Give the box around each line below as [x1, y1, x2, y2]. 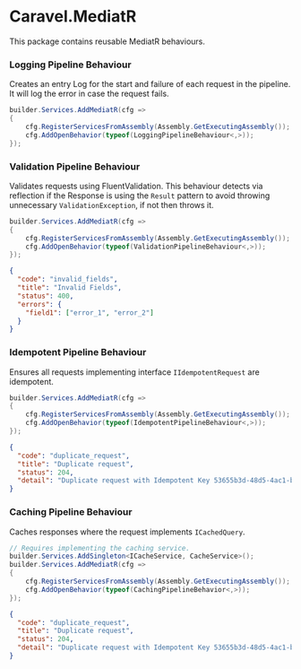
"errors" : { [17, 300, 63, 308]
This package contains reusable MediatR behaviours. [9, 36, 206, 47]
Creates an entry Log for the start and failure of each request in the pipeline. [9, 79, 291, 90]
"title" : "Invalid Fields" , [17, 283, 123, 292]
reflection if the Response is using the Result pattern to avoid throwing [9, 190, 271, 201]
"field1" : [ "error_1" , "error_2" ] [25, 308, 154, 317]
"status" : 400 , [17, 291, 74, 300]
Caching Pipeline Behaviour [9, 506, 133, 518]
